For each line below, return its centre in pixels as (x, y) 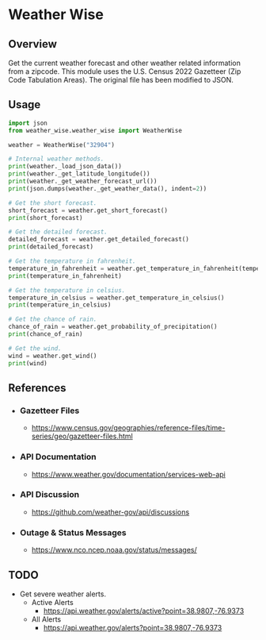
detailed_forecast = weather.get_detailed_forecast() (99, 240)
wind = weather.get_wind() (53, 356)
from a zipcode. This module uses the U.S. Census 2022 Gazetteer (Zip (125, 71)
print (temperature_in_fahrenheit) (65, 276)
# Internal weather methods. (56, 159)
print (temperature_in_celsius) (60, 305)
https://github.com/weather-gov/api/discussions (110, 512)
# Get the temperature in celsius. (67, 290)
